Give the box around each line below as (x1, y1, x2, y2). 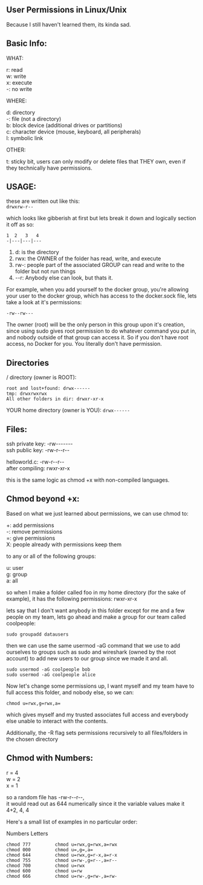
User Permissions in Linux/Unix (6, 5, 127, 15)
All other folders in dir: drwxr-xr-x (6, 396, 104, 402)
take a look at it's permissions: (6, 299, 82, 306)
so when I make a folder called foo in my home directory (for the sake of (6, 589, 186, 596)
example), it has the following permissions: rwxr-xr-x (6, 595, 138, 602)
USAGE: (6, 182, 37, 192)
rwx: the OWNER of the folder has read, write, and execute (14, 255, 161, 262)
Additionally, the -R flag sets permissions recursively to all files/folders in (6, 729, 188, 736)
